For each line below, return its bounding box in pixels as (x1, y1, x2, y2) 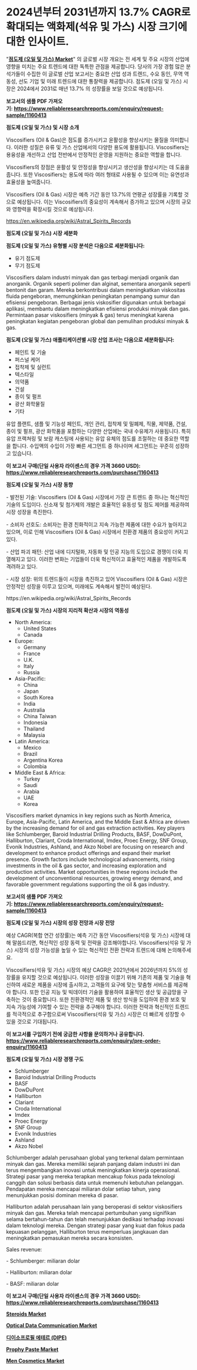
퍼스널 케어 (14, 356, 41, 363)
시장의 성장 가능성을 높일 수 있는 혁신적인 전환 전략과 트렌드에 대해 (14, 946, 166, 953)
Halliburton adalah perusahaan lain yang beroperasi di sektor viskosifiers (6, 1203, 183, 1210)
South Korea (23, 694, 54, 701)
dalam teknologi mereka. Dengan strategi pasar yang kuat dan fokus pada (6, 1222, 185, 1229)
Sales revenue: (6, 1246, 42, 1253)
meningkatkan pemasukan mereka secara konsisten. (6, 1234, 133, 1241)
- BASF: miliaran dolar (6, 1280, 59, 1287)
